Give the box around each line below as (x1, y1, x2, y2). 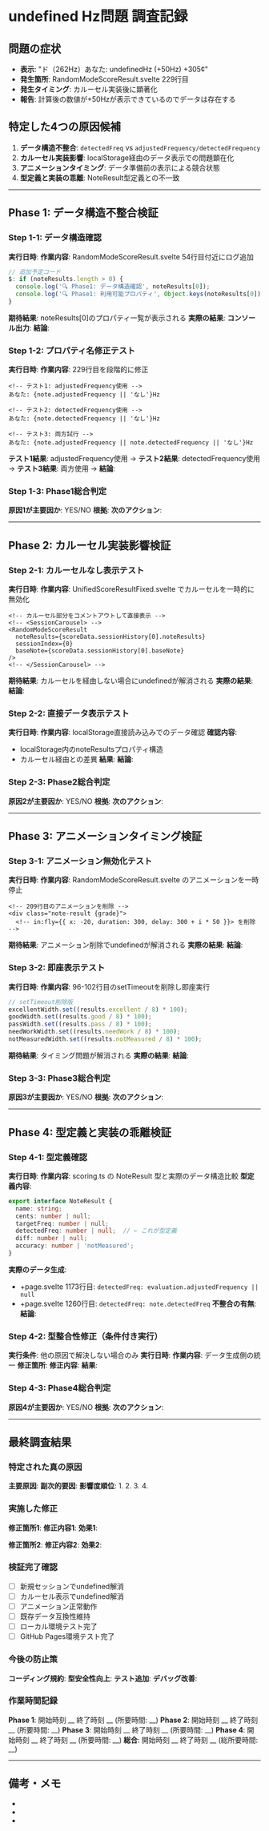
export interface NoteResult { (8, 1197, 113, 1205)
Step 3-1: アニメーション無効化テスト (8, 856, 153, 867)
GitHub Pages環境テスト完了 (19, 1632, 115, 1641)
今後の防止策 (8, 1654, 58, 1665)
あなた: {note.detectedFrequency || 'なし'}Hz (8, 415, 160, 423)
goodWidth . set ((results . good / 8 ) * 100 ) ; (8, 1013, 152, 1021)
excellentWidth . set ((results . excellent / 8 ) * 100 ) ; (8, 1006, 188, 1014)
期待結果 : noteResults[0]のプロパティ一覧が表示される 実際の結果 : (8, 313, 226, 323)
